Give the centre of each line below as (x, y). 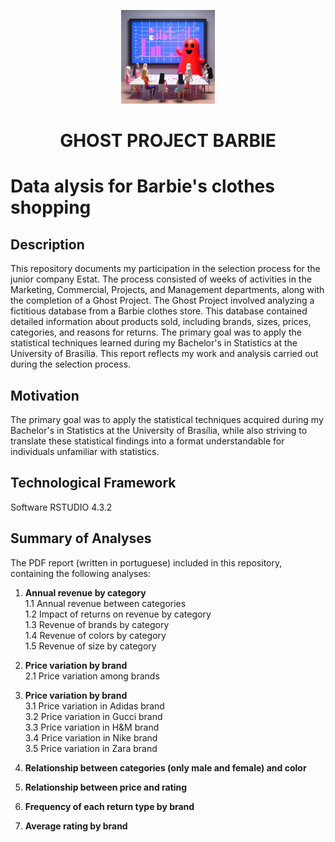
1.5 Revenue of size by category (90, 646)
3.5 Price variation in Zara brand (91, 748)
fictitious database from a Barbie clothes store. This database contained (159, 311)
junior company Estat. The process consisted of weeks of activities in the (161, 279)
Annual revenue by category (85, 592)
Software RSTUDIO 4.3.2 (61, 507)
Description (47, 244)
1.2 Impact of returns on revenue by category (118, 614)
